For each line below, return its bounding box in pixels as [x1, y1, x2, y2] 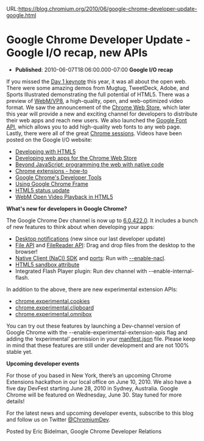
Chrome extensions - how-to [15, 167, 88, 174]
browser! [15, 248, 38, 255]
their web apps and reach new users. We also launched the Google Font [6, 116, 188, 124]
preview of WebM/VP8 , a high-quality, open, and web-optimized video [6, 97, 183, 104]
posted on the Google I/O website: [6, 136, 93, 143]
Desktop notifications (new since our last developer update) [15, 235, 166, 242]
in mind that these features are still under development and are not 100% [6, 341, 189, 349]
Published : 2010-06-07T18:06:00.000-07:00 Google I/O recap [15, 66, 174, 73]
